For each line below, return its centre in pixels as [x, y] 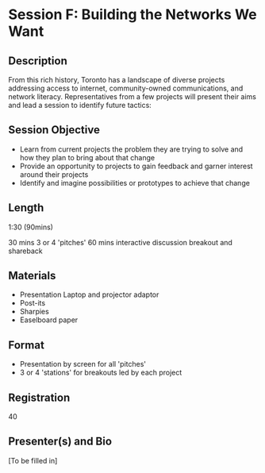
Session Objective [54, 130]
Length [26, 208]
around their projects [54, 174]
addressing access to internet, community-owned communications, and [126, 88]
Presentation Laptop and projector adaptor [89, 294]
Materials [32, 276]
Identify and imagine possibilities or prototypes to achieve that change [134, 183]
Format [27, 345]
